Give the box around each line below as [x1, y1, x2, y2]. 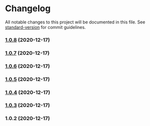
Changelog [5, 3, 51, 14]
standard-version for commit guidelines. [5, 24, 86, 30]
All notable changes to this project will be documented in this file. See [5, 19, 146, 25]
